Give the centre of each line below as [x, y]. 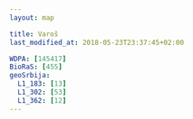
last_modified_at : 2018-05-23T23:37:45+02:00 [96, 42]
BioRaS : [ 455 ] [36, 67]
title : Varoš [34, 34]
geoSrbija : [30, 76]
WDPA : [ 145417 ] [38, 59]
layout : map [32, 18]
